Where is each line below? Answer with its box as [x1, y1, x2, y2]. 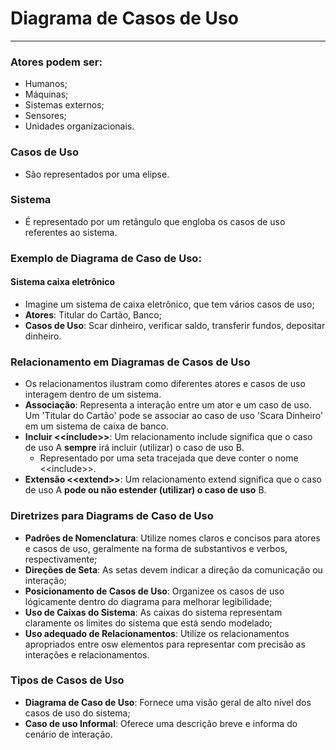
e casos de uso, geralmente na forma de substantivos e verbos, [24, 542, 288, 554]
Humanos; [24, 78, 68, 90]
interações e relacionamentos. [24, 648, 150, 661]
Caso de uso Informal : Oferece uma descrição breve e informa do [24, 717, 298, 729]
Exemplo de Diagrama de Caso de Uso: [10, 251, 202, 265]
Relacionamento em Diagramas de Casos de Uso [10, 355, 251, 369]
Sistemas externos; [24, 99, 105, 111]
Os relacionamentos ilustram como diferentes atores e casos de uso [24, 378, 306, 390]
